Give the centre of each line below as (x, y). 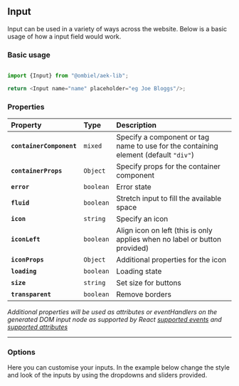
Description (137, 125)
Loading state (139, 272)
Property (26, 125)
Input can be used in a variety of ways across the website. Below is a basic (117, 28)
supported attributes (38, 327)
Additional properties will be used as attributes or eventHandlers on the (112, 312)
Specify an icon (142, 219)
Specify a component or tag (163, 137)
